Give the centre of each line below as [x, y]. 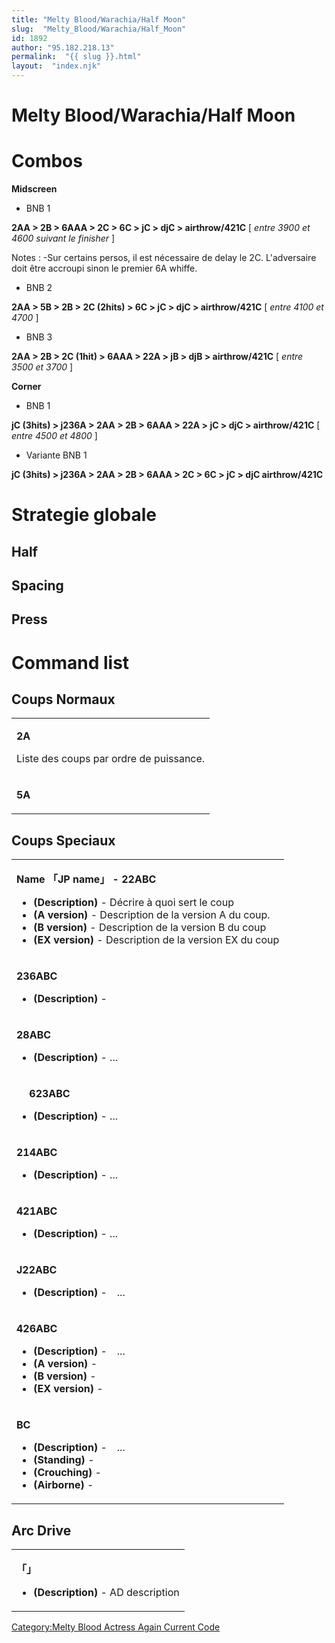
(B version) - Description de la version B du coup [150, 928]
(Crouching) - [67, 1473]
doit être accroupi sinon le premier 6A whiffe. [104, 268]
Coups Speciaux [63, 840]
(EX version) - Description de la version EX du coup [156, 940]
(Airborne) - [63, 1485]
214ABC [37, 1153]
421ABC [37, 1211]
